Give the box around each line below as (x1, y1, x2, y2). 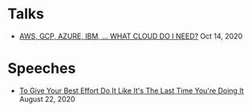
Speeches (7, 59, 76, 78)
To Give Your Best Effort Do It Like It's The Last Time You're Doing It (18, 86, 244, 95)
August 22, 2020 (18, 94, 75, 104)
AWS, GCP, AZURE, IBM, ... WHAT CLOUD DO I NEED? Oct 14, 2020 (18, 31, 243, 41)
